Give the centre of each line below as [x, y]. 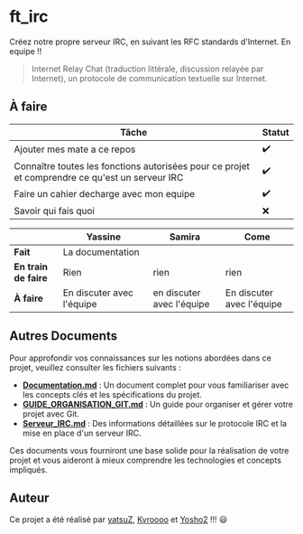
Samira [185, 237]
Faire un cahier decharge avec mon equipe [105, 194]
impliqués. [28, 469]
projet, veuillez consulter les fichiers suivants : [96, 367]
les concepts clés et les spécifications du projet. [112, 394]
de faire [31, 277]
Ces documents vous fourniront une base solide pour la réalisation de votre [149, 450]
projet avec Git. [50, 414]
